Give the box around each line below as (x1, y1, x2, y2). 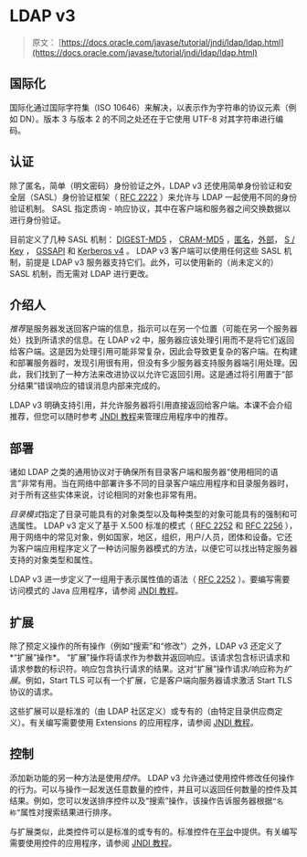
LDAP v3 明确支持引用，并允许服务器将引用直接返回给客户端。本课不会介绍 (9, 399, 292, 411)
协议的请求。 (9, 686, 58, 697)
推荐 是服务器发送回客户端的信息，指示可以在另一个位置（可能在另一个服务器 (9, 323, 298, 334)
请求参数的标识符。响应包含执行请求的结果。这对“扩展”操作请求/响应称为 (9, 663, 284, 674)
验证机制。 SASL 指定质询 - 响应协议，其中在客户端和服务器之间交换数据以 (9, 203, 291, 214)
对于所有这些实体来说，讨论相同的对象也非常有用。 (9, 490, 202, 501)
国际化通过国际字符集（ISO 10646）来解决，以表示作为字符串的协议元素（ (9, 101, 290, 112)
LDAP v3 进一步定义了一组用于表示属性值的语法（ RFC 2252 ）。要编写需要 (9, 574, 291, 585)
